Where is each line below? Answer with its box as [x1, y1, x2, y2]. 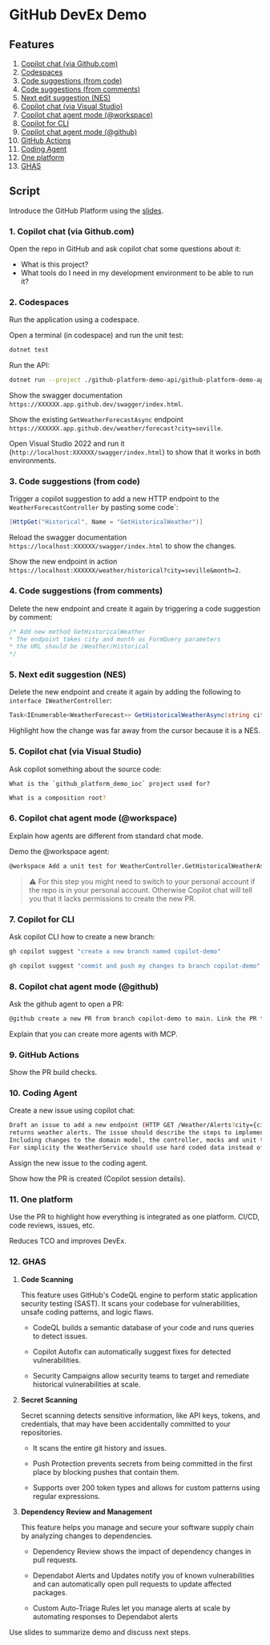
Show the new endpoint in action [9, 556, 118, 567]
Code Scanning [20, 1274, 74, 1284]
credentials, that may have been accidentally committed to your [20, 1419, 232, 1428]
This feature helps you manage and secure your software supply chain [20, 1522, 255, 1532]
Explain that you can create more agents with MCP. [9, 1029, 179, 1039]
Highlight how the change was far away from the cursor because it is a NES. [9, 726, 261, 735]
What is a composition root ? [9, 793, 107, 802]
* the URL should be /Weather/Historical [9, 642, 150, 651]
